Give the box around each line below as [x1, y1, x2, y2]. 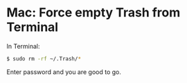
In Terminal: [6, 42, 40, 50]
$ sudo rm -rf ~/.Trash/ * [6, 55, 81, 62]
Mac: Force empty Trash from [6, 5, 181, 21]
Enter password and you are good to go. [6, 67, 122, 76]
